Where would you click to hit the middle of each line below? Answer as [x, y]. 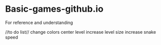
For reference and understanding [39, 22]
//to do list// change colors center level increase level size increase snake [80, 32]
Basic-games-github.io [54, 9]
